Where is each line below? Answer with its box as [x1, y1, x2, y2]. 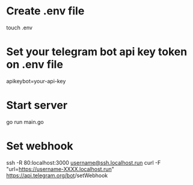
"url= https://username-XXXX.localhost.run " [6, 165, 114, 172]
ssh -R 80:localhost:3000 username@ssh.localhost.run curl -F [6, 159, 161, 166]
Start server [6, 99, 68, 112]
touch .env [6, 24, 33, 31]
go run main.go [6, 118, 44, 125]
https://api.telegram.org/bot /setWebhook [6, 172, 108, 179]
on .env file [6, 58, 63, 71]
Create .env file [6, 4, 85, 18]
